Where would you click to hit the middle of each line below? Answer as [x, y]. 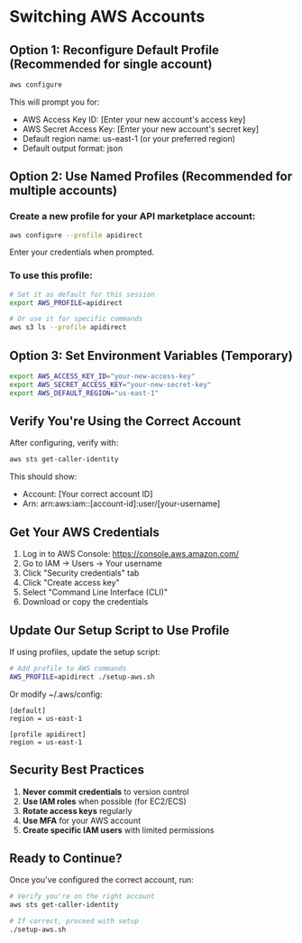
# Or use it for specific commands [76, 319]
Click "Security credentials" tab [81, 573]
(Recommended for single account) [111, 64]
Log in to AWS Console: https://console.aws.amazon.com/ [131, 554]
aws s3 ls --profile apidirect [68, 328]
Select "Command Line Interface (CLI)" [95, 592]
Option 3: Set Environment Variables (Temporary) [151, 355]
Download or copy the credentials [85, 602]
